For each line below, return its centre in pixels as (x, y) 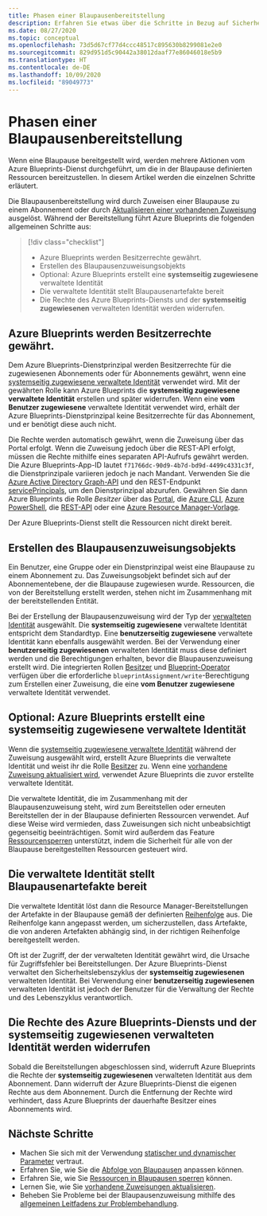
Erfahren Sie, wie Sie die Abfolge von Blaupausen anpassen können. (132, 1170)
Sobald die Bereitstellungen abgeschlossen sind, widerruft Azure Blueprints (132, 1066)
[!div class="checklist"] (66, 242)
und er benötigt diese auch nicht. (62, 424)
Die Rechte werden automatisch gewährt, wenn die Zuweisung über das (126, 440)
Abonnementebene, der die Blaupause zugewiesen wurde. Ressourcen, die (132, 584)
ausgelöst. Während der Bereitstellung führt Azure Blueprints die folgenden (131, 218)
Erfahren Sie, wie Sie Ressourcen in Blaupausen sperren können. (126, 1179)
